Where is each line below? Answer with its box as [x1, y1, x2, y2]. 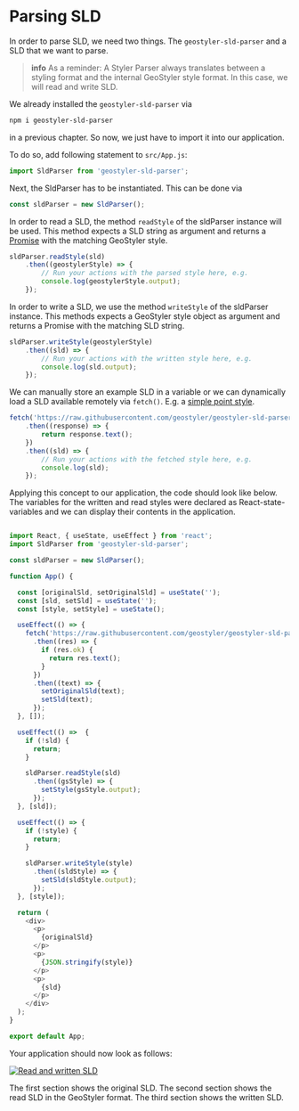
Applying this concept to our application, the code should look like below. [9, 487, 278, 498]
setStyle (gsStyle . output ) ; [41, 786, 141, 795]
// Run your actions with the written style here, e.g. [41, 354, 253, 363]
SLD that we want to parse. [9, 45, 109, 55]
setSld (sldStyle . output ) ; [41, 876, 138, 885]
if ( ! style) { [25, 826, 77, 835]
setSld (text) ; [41, 695, 93, 705]
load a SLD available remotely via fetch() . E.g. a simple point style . [9, 396, 255, 407]
